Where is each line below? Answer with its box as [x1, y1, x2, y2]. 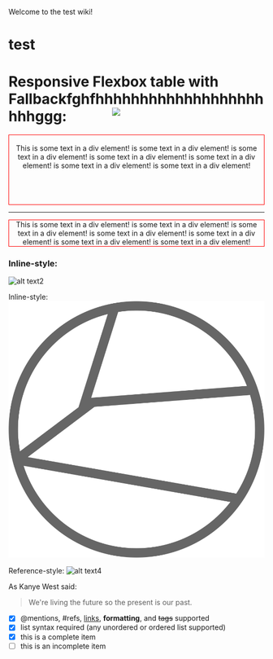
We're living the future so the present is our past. [28, 598, 193, 608]
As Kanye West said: [8, 582, 77, 591]
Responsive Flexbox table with [8, 72, 219, 91]
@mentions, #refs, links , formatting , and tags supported [19, 613, 210, 623]
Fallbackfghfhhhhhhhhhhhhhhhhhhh [8, 90, 264, 108]
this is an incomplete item [19, 641, 106, 651]
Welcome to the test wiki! [8, 7, 93, 16]
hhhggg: [8, 108, 67, 125]
